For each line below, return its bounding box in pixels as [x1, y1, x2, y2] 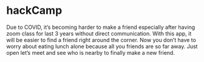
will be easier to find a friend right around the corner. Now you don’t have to [6, 36, 196, 43]
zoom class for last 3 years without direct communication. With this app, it [6, 29, 192, 37]
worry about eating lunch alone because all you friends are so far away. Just [6, 43, 198, 50]
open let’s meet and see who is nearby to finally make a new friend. [6, 49, 175, 56]
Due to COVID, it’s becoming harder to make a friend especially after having [6, 23, 195, 31]
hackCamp [6, 4, 63, 17]
